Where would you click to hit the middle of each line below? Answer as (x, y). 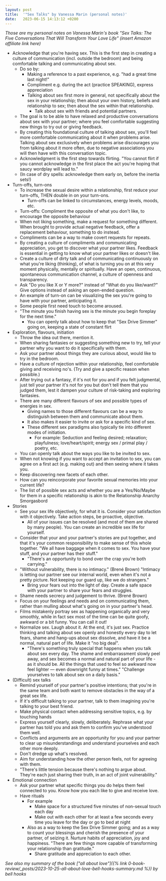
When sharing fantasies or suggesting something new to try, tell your (90, 343)
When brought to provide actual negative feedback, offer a (80, 227)
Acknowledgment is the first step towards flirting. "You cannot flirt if (89, 159)
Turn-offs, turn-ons (32, 185)
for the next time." (38, 317)
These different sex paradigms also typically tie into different (89, 427)
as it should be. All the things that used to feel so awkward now (92, 664)
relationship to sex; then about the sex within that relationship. (90, 106)
